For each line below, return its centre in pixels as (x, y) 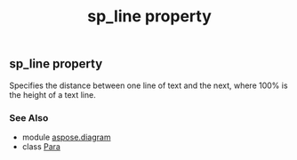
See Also (29, 117)
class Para (41, 146)
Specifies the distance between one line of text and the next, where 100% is (148, 85)
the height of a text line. (52, 94)
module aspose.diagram (66, 137)
